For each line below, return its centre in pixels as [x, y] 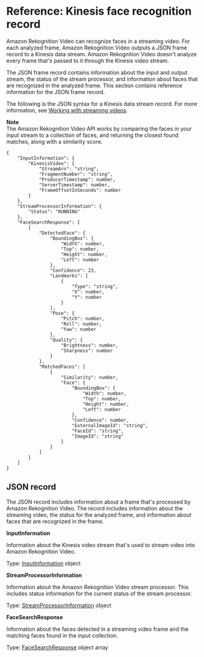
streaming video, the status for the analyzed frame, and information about [99, 515]
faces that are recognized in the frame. [55, 521]
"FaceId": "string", [97, 431]
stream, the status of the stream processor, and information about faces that [102, 79]
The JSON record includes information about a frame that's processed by [98, 502]
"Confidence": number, [100, 420]
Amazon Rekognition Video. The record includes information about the [95, 508]
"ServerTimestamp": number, [75, 185]
